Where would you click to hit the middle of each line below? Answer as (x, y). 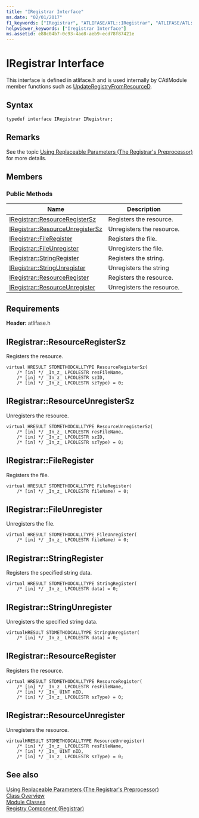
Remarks (23, 137)
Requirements (33, 309)
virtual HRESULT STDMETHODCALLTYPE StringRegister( (71, 584)
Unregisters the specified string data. (52, 622)
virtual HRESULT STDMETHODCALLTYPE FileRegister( (69, 486)
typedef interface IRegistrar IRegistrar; (60, 119)
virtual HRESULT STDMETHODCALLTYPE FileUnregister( (71, 535)
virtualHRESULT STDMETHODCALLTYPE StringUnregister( (73, 633)
